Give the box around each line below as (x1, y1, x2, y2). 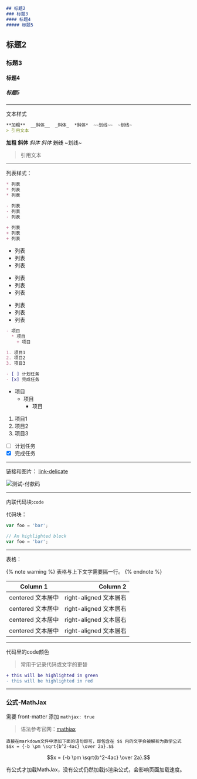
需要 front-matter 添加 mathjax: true (6, 713, 95, 720)
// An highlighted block (6, 533, 67, 539)
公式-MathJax (6, 698, 47, 707)
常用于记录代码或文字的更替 (20, 661, 88, 668)
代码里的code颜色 (6, 648, 50, 655)
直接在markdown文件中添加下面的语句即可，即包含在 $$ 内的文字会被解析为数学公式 (6, 738, 182, 744)
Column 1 (20, 582, 48, 591)
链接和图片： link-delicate (6, 468, 69, 475)
